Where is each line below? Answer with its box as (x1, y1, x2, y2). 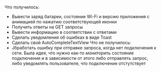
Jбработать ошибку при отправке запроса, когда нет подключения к (11, 45, 157, 50)
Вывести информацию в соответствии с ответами (11, 29, 117, 35)
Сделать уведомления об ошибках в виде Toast (11, 34, 112, 40)
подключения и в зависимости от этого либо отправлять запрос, (11, 55, 149, 61)
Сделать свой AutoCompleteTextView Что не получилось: (11, 40, 132, 46)
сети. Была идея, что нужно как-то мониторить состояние (11, 50, 134, 56)
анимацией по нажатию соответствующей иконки (11, 19, 117, 24)
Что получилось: (4, 4, 40, 10)
